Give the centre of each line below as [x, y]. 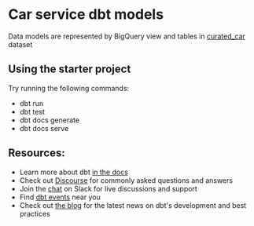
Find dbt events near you [60, 197]
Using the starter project [70, 69]
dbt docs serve [44, 128]
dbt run [31, 103]
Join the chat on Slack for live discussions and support [109, 188]
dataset [20, 44]
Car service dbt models [86, 15]
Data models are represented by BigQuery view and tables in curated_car [127, 36]
